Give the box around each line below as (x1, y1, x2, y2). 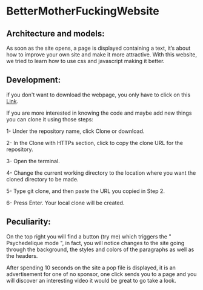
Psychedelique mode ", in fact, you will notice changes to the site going (6, 239, 185, 246)
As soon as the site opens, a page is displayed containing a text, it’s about (6, 44, 191, 52)
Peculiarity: (6, 217, 52, 227)
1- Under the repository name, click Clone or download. (6, 127, 145, 135)
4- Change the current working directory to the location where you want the (6, 169, 196, 177)
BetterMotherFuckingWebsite (6, 4, 159, 18)
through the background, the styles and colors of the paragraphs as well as (6, 246, 195, 253)
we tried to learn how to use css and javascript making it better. (6, 58, 165, 64)
